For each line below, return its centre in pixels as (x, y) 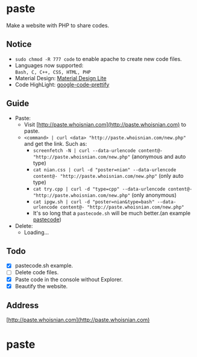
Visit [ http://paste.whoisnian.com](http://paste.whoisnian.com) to (105, 124)
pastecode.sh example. (44, 266)
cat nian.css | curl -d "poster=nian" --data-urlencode (105, 170)
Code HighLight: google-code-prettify (62, 84)
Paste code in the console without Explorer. (69, 279)
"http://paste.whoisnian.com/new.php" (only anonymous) (105, 195)
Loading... (36, 232)
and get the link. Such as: (55, 144)
